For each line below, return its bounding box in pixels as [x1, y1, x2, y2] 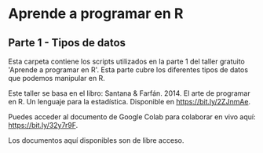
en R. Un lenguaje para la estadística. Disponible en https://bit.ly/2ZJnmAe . [8, 97, 251, 106]
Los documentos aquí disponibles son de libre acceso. [8, 136, 184, 145]
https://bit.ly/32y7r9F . [8, 121, 79, 129]
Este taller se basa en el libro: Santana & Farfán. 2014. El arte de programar [8, 89, 250, 98]
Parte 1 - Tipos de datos [8, 36, 126, 49]
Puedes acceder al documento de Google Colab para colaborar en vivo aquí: [8, 112, 256, 122]
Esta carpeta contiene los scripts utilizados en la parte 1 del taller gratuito [8, 56, 245, 66]
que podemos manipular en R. [8, 74, 106, 82]
